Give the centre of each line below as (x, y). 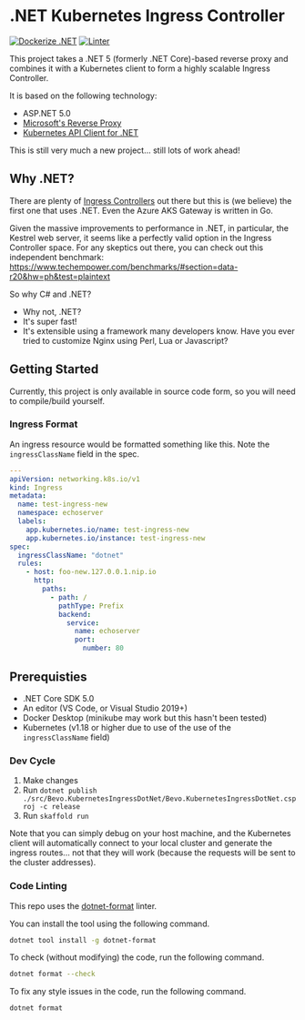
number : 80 (103, 648)
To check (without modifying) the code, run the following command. (137, 957)
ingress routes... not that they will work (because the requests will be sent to (152, 853)
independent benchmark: (57, 257)
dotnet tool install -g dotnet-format (83, 940)
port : (85, 640)
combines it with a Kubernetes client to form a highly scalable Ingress (140, 68)
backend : (75, 614)
